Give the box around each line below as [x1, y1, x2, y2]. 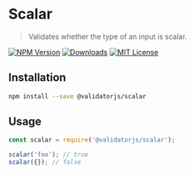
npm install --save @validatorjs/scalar [8, 92, 147, 100]
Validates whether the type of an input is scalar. [28, 32, 188, 41]
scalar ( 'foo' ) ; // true [8, 151, 89, 159]
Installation [8, 70, 66, 85]
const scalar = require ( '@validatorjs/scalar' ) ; [8, 136, 176, 144]
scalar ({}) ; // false [8, 159, 82, 167]
